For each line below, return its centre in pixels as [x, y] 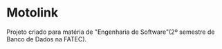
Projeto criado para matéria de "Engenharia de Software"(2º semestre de [111, 32]
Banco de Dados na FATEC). [47, 39]
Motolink [33, 13]
